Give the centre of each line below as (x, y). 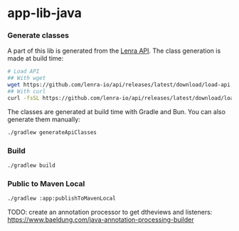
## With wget (27, 78)
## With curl (27, 92)
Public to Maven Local (46, 183)
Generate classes (38, 36)
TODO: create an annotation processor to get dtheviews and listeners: (110, 212)
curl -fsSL (23, 98)
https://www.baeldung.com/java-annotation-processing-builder (101, 220)
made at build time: (36, 58)
